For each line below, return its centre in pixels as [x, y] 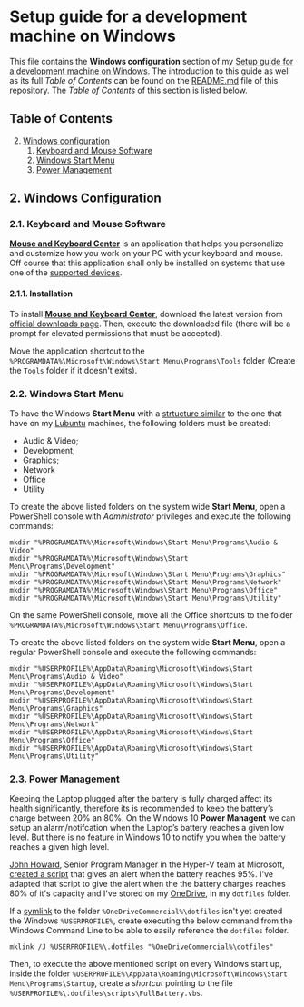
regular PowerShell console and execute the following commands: [133, 652]
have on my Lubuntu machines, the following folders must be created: [140, 423]
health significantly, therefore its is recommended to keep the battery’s [142, 808]
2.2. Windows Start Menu [67, 394]
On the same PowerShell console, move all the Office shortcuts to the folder [151, 614]
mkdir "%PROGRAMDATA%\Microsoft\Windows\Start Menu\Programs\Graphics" [147, 574]
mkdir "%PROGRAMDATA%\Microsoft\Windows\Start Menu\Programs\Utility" [146, 598]
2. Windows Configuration [85, 199]
